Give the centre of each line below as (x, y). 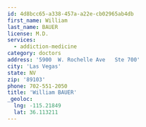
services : (22, 40)
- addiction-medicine (45, 47)
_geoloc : (20, 99)
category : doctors (34, 54)
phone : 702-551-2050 (38, 86)
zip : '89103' (26, 79)
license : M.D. (28, 34)
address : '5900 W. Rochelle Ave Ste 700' (74, 60)
